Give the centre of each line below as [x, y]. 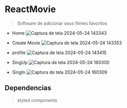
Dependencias [28, 88]
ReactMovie [30, 9]
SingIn [19, 72]
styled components [37, 100]
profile [19, 52]
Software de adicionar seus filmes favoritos [62, 23]
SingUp [20, 62]
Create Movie [26, 43]
